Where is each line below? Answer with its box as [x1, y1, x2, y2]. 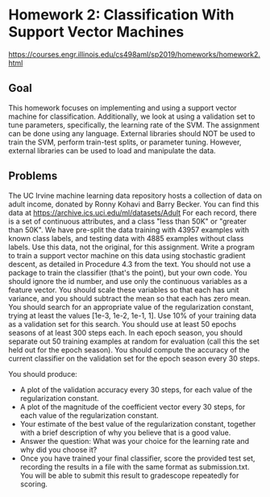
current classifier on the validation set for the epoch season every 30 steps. [8, 353, 260, 363]
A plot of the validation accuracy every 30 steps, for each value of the [19, 385, 252, 395]
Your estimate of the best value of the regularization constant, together [19, 419, 256, 428]
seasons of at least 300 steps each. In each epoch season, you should [8, 328, 243, 337]
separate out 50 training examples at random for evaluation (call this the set [8, 336, 260, 346]
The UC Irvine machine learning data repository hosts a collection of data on [8, 190, 263, 200]
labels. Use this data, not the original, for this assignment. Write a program [8, 242, 255, 252]
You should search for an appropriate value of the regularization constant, [8, 302, 254, 311]
